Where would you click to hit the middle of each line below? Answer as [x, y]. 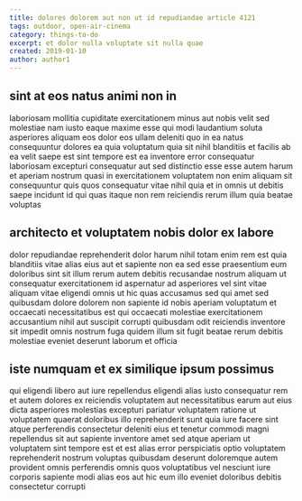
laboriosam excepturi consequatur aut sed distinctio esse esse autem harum [151, 166]
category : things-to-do [54, 34]
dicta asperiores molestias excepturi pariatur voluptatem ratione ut [133, 410]
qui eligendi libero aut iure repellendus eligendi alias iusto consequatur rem [149, 391]
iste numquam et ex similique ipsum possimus [142, 370]
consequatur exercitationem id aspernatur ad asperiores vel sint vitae [138, 283]
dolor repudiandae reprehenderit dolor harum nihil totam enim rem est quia [148, 255]
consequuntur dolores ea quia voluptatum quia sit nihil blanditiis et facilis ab [150, 146]
